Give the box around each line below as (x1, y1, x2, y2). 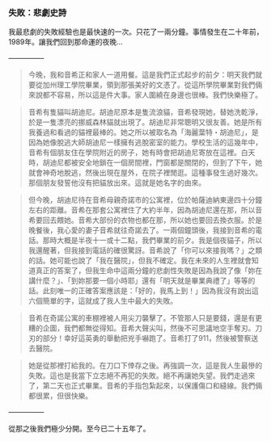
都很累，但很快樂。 (28, 391, 93, 401)
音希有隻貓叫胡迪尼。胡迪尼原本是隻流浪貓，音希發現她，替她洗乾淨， (28, 107, 263, 117)
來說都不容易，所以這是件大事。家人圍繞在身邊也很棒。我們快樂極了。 (28, 90, 263, 100)
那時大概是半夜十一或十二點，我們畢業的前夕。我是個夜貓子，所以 (42, 236, 263, 246)
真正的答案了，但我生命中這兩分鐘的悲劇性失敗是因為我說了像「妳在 (35, 266, 263, 275)
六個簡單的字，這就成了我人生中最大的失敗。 (28, 296, 178, 306)
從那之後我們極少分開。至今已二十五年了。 (8, 424, 150, 434)
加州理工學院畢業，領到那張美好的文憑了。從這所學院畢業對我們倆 (42, 80, 263, 90)
